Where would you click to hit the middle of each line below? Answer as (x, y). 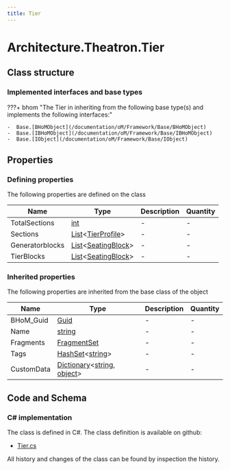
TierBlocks (28, 257)
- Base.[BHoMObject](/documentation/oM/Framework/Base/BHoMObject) (107, 127)
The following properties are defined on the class (76, 195)
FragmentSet (78, 342)
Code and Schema (47, 398)
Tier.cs (27, 446)
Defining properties (40, 179)
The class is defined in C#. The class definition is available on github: (104, 432)
